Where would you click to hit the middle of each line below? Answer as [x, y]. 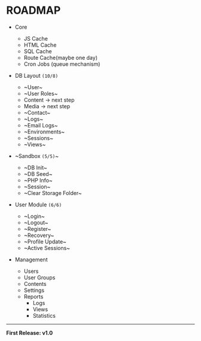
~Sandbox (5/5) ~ [37, 156]
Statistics [44, 315]
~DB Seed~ [38, 173]
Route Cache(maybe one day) [60, 57]
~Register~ [37, 229]
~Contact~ [37, 112]
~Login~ [34, 216]
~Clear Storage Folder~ [53, 193]
